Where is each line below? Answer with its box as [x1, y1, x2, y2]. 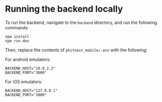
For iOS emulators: [5, 79, 42, 84]
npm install [5, 34, 29, 39]
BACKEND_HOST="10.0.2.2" [5, 66, 56, 71]
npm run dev [5, 38, 29, 43]
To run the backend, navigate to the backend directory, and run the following [5, 20, 157, 25]
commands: [5, 24, 29, 30]
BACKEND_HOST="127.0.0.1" [5, 88, 58, 93]
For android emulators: [5, 56, 51, 62]
